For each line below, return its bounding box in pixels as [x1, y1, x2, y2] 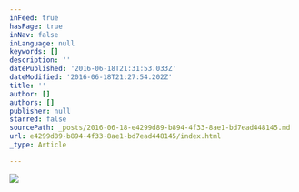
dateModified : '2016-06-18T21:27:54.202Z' [9, 73, 173, 82]
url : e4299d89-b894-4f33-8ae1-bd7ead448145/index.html [9, 132, 222, 141]
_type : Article [9, 140, 67, 149]
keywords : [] [9, 47, 59, 56]
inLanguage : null [9, 38, 75, 48]
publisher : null [9, 106, 71, 116]
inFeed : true [9, 13, 59, 23]
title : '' [9, 81, 47, 90]
